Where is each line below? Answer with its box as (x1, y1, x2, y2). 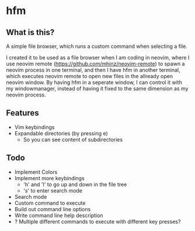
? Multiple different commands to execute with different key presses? (14, 218, 181, 225)
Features (6, 108, 39, 118)
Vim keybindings (14, 124, 55, 131)
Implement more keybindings (14, 174, 85, 181)
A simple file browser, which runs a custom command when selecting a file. (6, 43, 188, 50)
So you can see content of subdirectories (23, 136, 123, 143)
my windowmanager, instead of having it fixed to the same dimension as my (6, 85, 189, 92)
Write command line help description (14, 212, 103, 219)
